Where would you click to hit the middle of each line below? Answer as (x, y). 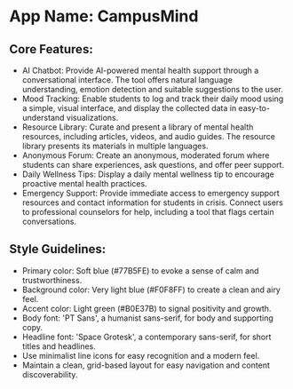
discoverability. (50, 374)
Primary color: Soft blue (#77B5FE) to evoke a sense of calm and (140, 270)
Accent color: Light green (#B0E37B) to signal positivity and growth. (146, 308)
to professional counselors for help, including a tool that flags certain (148, 212)
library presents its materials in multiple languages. (115, 146)
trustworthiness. (52, 280)
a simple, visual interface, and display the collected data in (129, 108)
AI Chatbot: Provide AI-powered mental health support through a (140, 70)
